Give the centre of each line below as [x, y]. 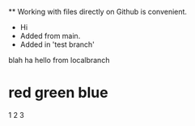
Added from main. [50, 36]
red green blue [58, 93]
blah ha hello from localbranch [59, 60]
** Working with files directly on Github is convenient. [98, 12]
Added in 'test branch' [57, 44]
